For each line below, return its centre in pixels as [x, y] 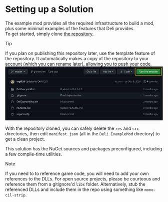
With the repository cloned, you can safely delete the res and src [72, 128]
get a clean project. [25, 139]
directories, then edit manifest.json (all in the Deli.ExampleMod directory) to [82, 134]
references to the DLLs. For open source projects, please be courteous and [83, 179]
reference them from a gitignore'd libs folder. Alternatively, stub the [75, 184]
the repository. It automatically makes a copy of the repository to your [77, 58]
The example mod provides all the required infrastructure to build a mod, [80, 23]
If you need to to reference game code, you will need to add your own [77, 173]
